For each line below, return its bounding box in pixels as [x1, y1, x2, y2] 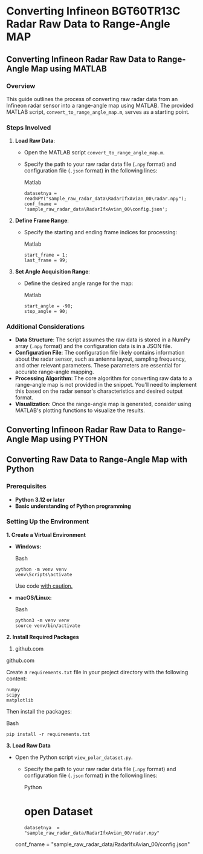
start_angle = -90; [24, 303, 74, 309]
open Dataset [24, 805, 93, 818]
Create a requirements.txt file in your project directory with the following [6, 668, 188, 675]
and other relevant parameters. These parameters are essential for [14, 362, 181, 369]
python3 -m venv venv [14, 617, 69, 623]
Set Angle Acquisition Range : [14, 268, 91, 275]
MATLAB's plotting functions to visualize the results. [14, 407, 145, 414]
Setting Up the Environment [6, 517, 89, 526]
